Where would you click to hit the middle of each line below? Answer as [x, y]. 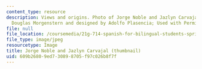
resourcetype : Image [32, 46]
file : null [20, 28]
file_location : [25, 34]
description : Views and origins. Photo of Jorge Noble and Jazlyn [91, 17]
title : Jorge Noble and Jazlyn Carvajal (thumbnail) [74, 51]
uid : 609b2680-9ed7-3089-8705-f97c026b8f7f [62, 56]
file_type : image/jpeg [35, 40]
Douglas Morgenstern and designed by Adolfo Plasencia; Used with [96, 23]
